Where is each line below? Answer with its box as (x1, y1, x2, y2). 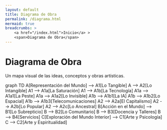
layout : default (5, 7, 39, 12)
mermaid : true (5, 21, 35, 26)
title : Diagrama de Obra (5, 12, 57, 17)
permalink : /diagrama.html (5, 16, 61, 21)
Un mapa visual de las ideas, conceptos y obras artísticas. (5, 72, 125, 78)
